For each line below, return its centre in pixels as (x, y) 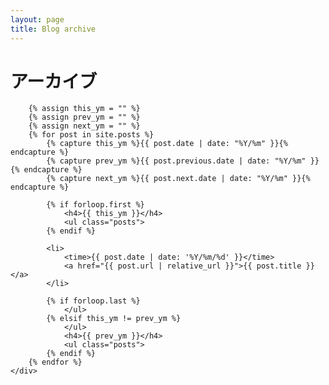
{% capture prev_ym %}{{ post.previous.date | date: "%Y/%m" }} (183, 161)
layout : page (37, 19)
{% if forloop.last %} (93, 301)
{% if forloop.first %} (95, 205)
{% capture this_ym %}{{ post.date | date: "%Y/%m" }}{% (167, 144)
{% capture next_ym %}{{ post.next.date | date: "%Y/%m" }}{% (178, 179)
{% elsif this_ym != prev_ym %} (114, 319)
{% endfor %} (55, 362)
